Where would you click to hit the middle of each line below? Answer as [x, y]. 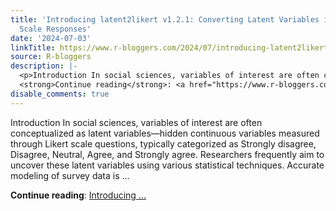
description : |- [44, 66]
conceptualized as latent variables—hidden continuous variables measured [165, 133]
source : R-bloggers [51, 57]
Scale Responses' [55, 29]
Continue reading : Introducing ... [78, 195]
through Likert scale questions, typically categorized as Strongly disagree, [163, 143]
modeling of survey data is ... [70, 175]
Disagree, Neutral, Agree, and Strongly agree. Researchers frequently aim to [167, 154]
